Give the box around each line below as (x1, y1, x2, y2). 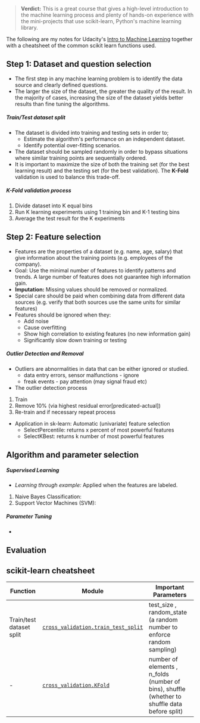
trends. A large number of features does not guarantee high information (14, 273, 190, 280)
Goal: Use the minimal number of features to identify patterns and (14, 266, 176, 274)
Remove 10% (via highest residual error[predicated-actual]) (14, 402, 161, 409)
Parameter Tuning (6, 513, 52, 520)
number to (148, 623, 178, 631)
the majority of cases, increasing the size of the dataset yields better (14, 94, 183, 101)
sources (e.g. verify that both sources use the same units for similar (14, 298, 181, 306)
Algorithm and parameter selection (6, 449, 139, 460)
